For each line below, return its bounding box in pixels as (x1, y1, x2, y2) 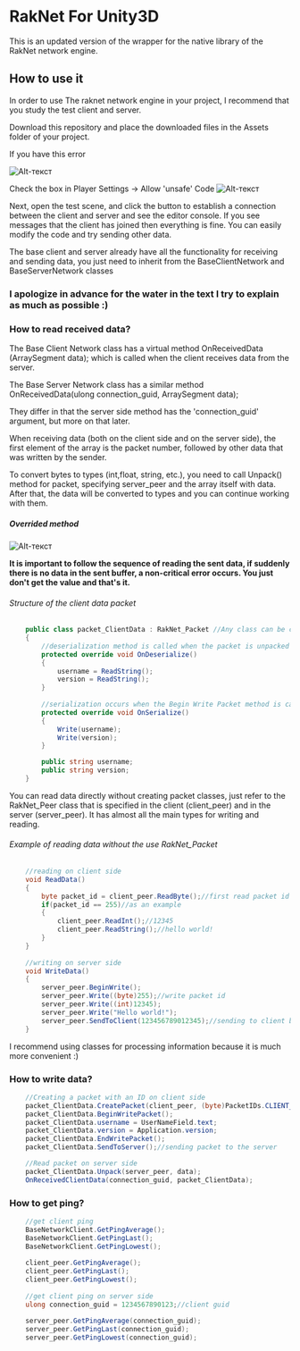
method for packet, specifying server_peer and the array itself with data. (9, 478, 277, 489)
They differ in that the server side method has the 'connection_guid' (9, 406, 259, 416)
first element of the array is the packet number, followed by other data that (9, 442, 284, 453)
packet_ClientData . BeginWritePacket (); (25, 1110, 174, 1119)
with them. (9, 498, 48, 508)
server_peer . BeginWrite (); (41, 983, 142, 993)
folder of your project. (9, 131, 90, 142)
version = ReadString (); (56, 675, 150, 684)
